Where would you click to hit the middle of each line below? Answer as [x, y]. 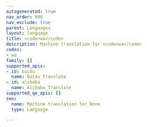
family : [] [19, 60]
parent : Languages [28, 28]
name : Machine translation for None [56, 104]
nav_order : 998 [24, 17]
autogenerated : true [31, 11]
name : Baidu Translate [39, 77]
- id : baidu [20, 71]
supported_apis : [26, 66]
